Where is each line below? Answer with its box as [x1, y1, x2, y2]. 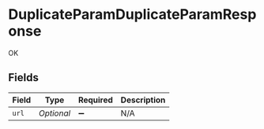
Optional [38, 108, 71, 119]
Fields [8, 71, 40, 84]
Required [77, 94, 113, 105]
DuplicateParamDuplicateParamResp [8, 6, 257, 24]
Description [120, 94, 166, 105]
